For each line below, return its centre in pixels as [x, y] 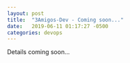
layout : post [26, 13]
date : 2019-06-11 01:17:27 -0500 [58, 26]
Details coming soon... [39, 52]
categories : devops [35, 33]
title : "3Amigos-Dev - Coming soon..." [66, 20]
